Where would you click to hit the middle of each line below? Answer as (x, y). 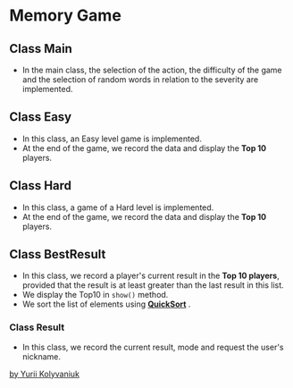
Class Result (37, 327)
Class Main (41, 49)
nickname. (41, 356)
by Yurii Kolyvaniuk (45, 374)
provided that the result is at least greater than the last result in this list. (153, 285)
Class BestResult (58, 254)
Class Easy (41, 117)
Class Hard (41, 186)
